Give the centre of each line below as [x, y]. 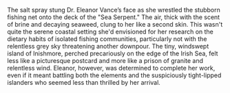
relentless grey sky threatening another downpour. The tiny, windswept [108, 46]
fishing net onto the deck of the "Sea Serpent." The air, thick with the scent [114, 17]
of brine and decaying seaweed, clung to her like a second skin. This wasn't [115, 24]
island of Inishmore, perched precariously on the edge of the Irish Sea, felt [113, 53]
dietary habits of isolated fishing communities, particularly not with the [107, 39]
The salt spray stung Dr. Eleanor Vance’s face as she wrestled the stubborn [114, 10]
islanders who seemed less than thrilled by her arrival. [84, 82]
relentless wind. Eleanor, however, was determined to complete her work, [111, 68]
